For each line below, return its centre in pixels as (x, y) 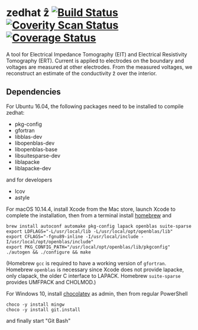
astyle (22, 197)
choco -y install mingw (35, 304)
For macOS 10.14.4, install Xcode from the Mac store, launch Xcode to (91, 209)
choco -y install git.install (43, 310)
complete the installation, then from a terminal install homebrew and (89, 215)
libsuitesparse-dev (38, 156)
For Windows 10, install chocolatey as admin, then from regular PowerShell (97, 293)
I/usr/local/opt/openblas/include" (50, 242)
